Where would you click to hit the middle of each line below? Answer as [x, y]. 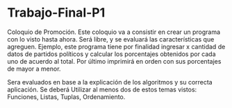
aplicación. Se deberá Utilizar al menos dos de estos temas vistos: [102, 89]
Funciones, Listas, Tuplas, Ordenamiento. [66, 97]
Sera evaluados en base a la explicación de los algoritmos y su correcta [110, 82]
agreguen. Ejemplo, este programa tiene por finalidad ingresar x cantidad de [116, 46]
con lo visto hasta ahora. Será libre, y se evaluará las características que [111, 39]
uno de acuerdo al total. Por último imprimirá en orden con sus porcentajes [114, 61]
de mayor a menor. [34, 69]
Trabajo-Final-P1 [56, 13]
